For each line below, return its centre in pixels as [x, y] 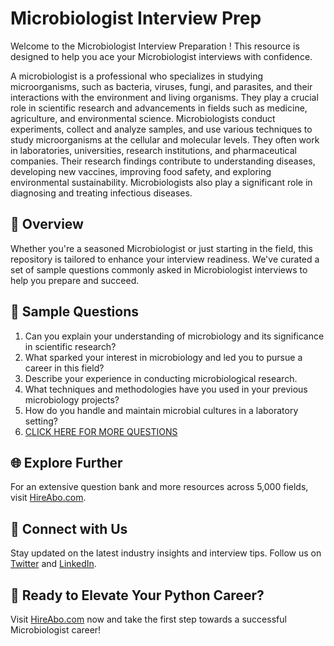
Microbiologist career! [56, 630]
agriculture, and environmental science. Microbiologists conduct [143, 118]
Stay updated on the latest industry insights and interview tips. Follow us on [166, 553]
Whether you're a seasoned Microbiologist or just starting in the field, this [161, 248]
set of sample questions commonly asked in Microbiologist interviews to [159, 269]
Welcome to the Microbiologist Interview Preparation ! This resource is [155, 46]
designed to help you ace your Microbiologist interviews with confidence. [161, 56]
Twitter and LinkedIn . [53, 564]
